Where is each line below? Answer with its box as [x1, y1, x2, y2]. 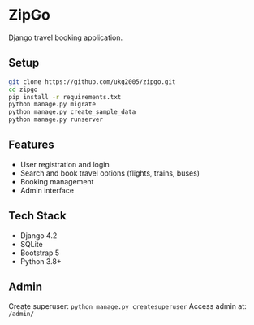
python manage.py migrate [8, 100, 96, 109]
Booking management [19, 176, 94, 186]
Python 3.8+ [19, 256, 62, 266]
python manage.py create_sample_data [8, 108, 136, 116]
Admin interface [19, 185, 75, 195]
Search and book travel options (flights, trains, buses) [19, 168, 200, 178]
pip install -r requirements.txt [8, 93, 122, 101]
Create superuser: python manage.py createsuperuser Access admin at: [8, 301, 248, 311]
